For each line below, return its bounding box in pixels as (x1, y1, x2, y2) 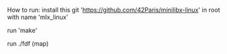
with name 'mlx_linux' (7, 13, 69, 21)
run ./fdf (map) (7, 40, 50, 47)
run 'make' (7, 27, 38, 34)
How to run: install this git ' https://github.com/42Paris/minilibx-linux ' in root (7, 6, 220, 14)
